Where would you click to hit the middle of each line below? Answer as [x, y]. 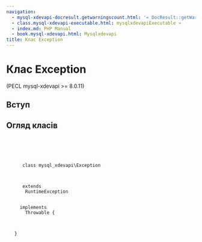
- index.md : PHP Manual [41, 29]
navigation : [21, 12]
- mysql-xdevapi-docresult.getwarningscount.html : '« [80, 17]
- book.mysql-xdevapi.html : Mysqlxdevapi [64, 34]
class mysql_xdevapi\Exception [61, 166]
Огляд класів [32, 125]
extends [32, 187]
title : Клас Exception [35, 40]
